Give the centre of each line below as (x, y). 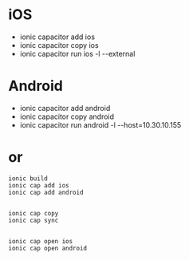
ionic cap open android (48, 248)
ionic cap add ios (39, 185)
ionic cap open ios (41, 241)
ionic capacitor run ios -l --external (77, 53)
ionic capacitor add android (65, 108)
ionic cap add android (46, 192)
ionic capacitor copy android (67, 116)
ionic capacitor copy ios (59, 45)
